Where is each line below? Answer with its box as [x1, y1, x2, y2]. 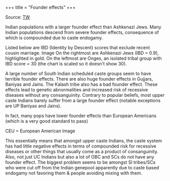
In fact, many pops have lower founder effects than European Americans [5, 113, 157, 119]
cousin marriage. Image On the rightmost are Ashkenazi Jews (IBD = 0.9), [5, 50, 159, 56]
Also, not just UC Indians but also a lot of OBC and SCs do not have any [5, 154, 154, 160]
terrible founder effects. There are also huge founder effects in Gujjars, [5, 76, 153, 82]
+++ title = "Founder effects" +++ [5, 5, 76, 10]
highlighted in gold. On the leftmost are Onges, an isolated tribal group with [5, 55, 162, 61]
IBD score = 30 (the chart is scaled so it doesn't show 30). [5, 61, 127, 66]
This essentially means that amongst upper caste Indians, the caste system [5, 138, 162, 143]
